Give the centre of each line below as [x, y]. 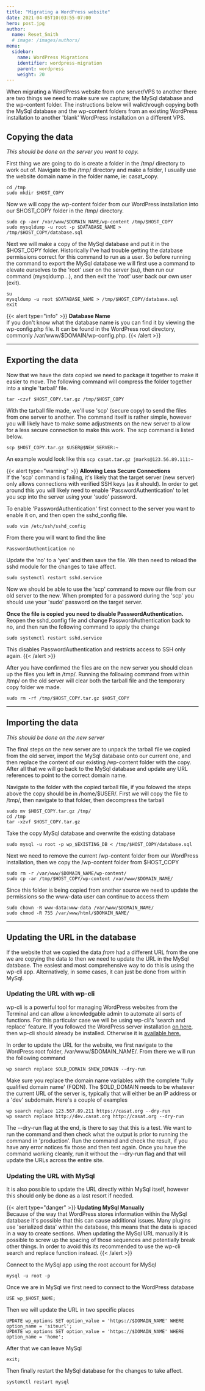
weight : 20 [31, 74]
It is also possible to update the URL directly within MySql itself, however [98, 1189]
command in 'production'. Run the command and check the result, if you [97, 1140]
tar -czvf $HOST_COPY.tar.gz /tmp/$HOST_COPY [65, 399]
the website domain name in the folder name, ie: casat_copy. [82, 176]
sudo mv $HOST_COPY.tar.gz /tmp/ [49, 811]
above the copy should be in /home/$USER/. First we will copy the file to [97, 793]
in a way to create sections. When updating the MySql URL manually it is [97, 1234]
